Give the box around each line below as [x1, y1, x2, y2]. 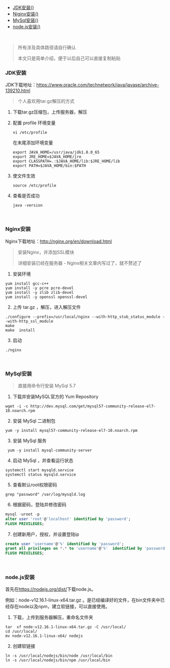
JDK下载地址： [5, 82, 37, 88]
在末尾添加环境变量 [12, 140, 53, 146]
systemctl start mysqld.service [5, 467, 74, 473]
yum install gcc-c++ [5, 281, 49, 286]
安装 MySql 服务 [12, 437, 47, 444]
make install [5, 328, 36, 333]
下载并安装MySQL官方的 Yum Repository [12, 393, 99, 400]
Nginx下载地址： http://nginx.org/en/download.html [5, 238, 112, 244]
